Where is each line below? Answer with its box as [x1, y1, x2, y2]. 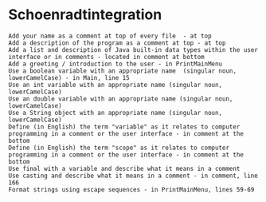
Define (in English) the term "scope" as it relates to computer [8, 144, 229, 152]
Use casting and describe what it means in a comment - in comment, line [8, 172, 259, 180]
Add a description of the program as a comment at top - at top [8, 38, 226, 47]
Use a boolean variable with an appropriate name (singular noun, [8, 66, 237, 75]
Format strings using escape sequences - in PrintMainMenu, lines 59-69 [8, 185, 255, 193]
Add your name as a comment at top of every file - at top [8, 32, 213, 40]
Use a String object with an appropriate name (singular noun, [8, 109, 223, 117]
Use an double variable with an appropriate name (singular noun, [8, 94, 233, 103]
